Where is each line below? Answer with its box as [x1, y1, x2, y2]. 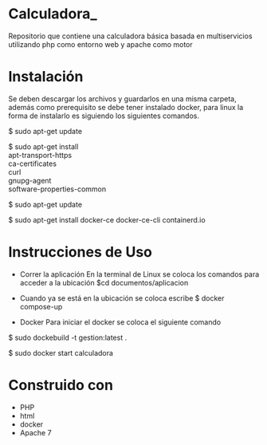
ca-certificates [8, 159, 57, 168]
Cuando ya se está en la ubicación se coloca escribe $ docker [19, 293, 225, 303]
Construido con [8, 376, 114, 394]
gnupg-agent [8, 175, 52, 185]
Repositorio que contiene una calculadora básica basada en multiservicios [8, 31, 253, 41]
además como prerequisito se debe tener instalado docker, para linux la [8, 102, 244, 112]
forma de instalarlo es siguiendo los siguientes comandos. [8, 111, 199, 120]
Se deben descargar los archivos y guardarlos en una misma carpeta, [8, 93, 237, 104]
